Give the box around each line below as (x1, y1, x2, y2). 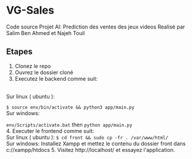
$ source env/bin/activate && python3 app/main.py (6, 104, 135, 110)
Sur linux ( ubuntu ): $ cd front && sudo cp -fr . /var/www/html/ (6, 133, 169, 141)
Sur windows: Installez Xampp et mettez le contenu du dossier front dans (6, 140, 186, 147)
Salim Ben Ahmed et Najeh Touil (6, 29, 85, 36)
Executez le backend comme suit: (14, 75, 98, 82)
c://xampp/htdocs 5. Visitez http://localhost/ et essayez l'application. (6, 146, 175, 153)
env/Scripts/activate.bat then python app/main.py (6, 121, 132, 128)
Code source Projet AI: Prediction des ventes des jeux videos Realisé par (6, 23, 185, 30)
